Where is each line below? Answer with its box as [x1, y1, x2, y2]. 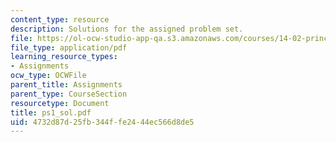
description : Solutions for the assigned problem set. [10, 24, 244, 34]
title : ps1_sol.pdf [10, 107, 92, 118]
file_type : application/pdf [10, 42, 128, 53]
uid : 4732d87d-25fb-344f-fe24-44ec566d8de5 [10, 117, 195, 127]
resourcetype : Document [10, 98, 110, 108]
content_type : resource [10, 14, 110, 25]
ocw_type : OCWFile [10, 71, 87, 81]
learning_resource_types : [10, 52, 118, 62]
